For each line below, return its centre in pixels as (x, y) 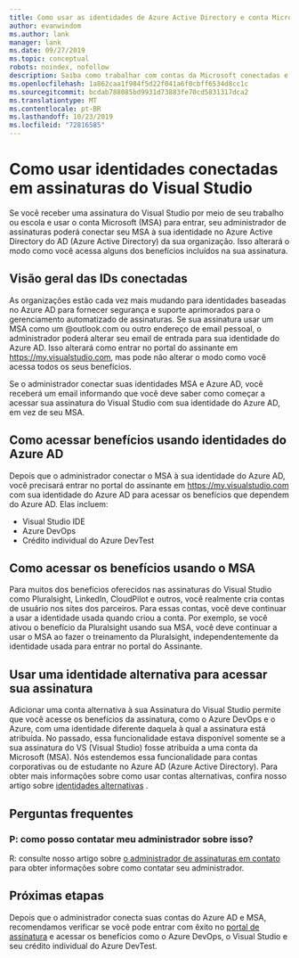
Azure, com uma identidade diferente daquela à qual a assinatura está (137, 729)
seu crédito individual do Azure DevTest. (83, 946)
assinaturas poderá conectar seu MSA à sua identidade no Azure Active (141, 232)
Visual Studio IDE (54, 521)
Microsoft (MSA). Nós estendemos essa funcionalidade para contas (133, 757)
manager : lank (36, 42)
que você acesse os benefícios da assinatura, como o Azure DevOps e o (142, 719)
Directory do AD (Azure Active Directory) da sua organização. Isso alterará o (149, 241)
